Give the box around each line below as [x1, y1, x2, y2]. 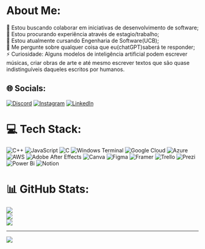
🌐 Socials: [6, 83, 46, 94]
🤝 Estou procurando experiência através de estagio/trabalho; [6, 30, 160, 37]
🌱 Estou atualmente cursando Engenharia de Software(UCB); [6, 37, 159, 44]
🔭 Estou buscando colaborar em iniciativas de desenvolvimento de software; [6, 24, 199, 31]
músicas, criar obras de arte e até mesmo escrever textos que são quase [6, 59, 190, 66]
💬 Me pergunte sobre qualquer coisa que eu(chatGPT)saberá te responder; [6, 43, 195, 51]
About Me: [6, 4, 61, 18]
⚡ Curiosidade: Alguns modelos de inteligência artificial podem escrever [6, 50, 188, 58]
